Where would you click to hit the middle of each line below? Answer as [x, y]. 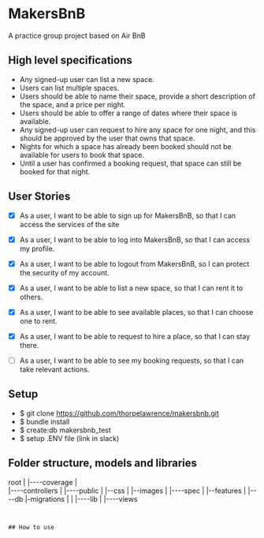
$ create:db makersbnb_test [65, 430]
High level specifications [70, 60]
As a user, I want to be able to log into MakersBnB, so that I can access [135, 239]
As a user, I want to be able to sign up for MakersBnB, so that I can [128, 215]
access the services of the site [69, 224]
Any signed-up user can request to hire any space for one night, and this [138, 129]
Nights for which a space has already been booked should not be [125, 146]
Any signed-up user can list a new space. [87, 79]
